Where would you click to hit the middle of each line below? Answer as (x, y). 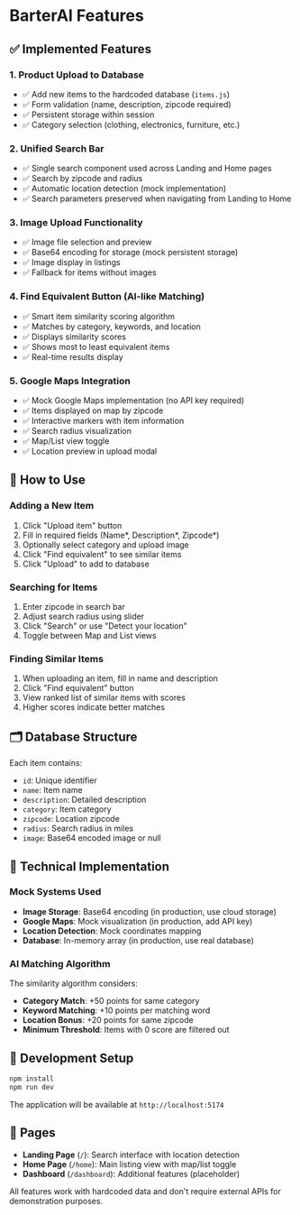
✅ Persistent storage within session (88, 115)
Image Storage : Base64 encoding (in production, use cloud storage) (150, 911)
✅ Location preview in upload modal (90, 451)
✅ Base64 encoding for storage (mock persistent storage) (130, 253)
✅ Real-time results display (73, 356)
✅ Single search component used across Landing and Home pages (147, 169)
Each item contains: (46, 763)
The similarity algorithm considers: (73, 983)
